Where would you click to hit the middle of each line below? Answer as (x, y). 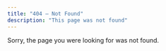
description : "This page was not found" (68, 20)
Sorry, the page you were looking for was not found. (83, 40)
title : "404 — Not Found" (45, 14)
